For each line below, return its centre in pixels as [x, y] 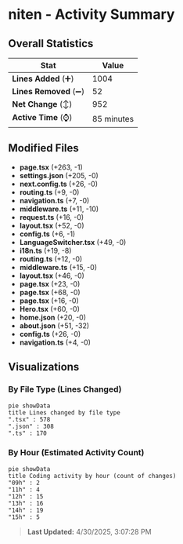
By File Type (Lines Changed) [65, 389]
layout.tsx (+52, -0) [52, 225]
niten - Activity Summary [91, 15]
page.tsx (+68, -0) [50, 292]
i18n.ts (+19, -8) [45, 250]
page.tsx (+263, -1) [51, 167]
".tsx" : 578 [29, 419]
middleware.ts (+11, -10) [59, 209]
